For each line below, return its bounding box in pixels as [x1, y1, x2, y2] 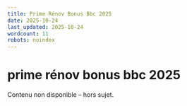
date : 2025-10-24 [7, 17, 59, 24]
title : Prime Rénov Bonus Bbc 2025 [7, 10, 112, 18]
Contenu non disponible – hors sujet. [7, 90, 114, 99]
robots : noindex [7, 37, 55, 44]
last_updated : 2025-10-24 [7, 23, 83, 30]
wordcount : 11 [7, 30, 49, 37]
